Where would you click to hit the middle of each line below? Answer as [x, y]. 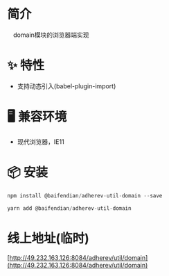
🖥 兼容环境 [37, 117]
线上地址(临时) [48, 238]
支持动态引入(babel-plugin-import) [66, 86]
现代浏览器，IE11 [41, 141]
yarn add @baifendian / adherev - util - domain [69, 208]
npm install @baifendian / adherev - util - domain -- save [85, 195]
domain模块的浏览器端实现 [51, 35]
